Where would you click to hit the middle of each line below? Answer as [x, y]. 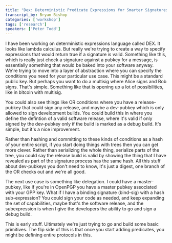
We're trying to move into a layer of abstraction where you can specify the [84, 71]
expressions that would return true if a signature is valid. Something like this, [86, 55]
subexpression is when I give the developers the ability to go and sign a [81, 209]
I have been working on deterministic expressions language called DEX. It [83, 43]
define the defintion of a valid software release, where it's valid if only [79, 118]
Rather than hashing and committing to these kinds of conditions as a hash [84, 139]
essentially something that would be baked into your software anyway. [80, 65]
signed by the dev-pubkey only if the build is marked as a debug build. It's [83, 124]
